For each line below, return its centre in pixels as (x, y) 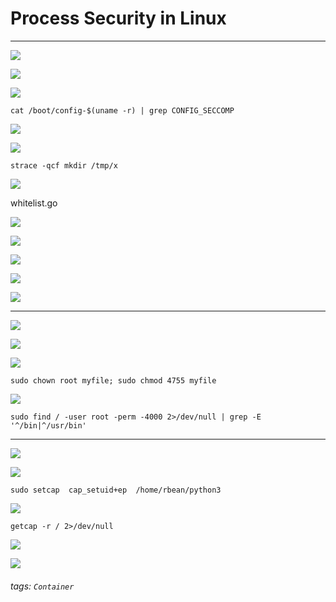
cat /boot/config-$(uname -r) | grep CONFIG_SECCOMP (122, 110)
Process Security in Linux (118, 18)
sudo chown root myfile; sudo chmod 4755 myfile (113, 380)
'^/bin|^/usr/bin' (48, 425)
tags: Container (42, 586)
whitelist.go (34, 203)
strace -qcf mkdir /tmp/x (64, 165)
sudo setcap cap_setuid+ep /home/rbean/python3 (116, 490)
